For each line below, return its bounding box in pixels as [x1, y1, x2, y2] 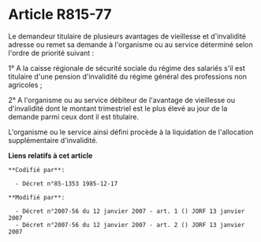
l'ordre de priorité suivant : [8, 48, 95, 57]
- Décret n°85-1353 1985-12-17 [15, 179, 118, 188]
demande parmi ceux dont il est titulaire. [8, 112, 140, 121]
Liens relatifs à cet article [8, 151, 93, 160]
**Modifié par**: [8, 193, 65, 201]
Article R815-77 [8, 5, 112, 24]
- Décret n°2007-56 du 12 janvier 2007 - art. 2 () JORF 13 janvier [15, 221, 245, 229]
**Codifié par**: [8, 166, 65, 174]
